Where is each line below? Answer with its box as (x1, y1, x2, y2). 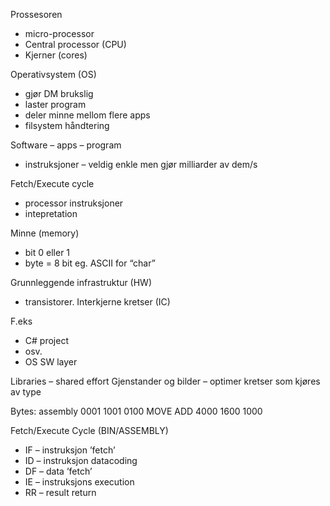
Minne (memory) (10, 227, 80, 239)
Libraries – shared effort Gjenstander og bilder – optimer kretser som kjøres (10, 375, 321, 387)
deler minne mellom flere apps (24, 109, 151, 121)
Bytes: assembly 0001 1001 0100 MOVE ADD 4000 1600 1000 (10, 405, 263, 417)
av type (10, 386, 42, 398)
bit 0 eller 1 (24, 247, 71, 258)
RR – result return (24, 487, 97, 498)
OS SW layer (24, 356, 78, 368)
